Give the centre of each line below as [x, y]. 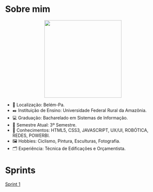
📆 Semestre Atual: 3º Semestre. [44, 125]
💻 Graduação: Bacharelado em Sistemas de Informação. [70, 118]
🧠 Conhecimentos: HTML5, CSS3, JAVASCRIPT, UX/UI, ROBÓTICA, [80, 130]
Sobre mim [28, 9]
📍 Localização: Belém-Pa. [38, 105]
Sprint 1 [13, 184]
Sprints [20, 170]
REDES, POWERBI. [31, 135]
